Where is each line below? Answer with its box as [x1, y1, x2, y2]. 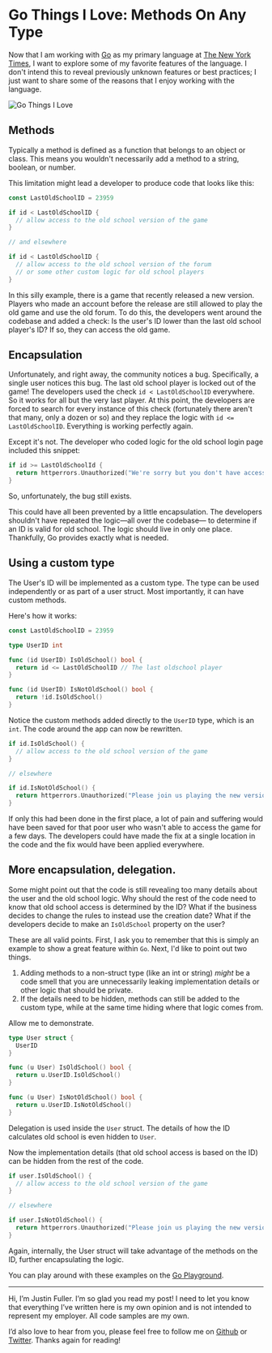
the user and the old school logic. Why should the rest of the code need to [8, 893, 257, 903]
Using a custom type [8, 556, 115, 570]
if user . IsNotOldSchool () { [8, 1216, 104, 1225]
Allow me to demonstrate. [8, 1018, 95, 1028]
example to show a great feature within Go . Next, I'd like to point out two [8, 943, 248, 953]
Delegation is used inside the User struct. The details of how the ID [8, 1122, 231, 1133]
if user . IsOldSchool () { [8, 1171, 92, 1180]
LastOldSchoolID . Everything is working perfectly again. [8, 421, 193, 431]
